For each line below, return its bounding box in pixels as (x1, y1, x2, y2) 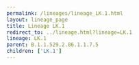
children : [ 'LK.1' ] (6, 48, 62, 55)
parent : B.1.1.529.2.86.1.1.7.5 (6, 41, 99, 48)
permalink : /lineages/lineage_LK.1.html (6, 9, 124, 17)
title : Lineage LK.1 (6, 22, 66, 29)
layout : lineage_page (6, 16, 68, 23)
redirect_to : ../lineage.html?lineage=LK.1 (6, 28, 133, 36)
